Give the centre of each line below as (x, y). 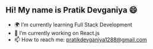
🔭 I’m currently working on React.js (57, 33)
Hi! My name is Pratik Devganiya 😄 (71, 10)
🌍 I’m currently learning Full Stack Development (73, 24)
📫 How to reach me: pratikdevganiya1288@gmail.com (80, 39)
